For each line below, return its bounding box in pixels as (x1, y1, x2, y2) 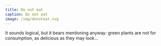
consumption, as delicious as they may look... (5, 35, 98, 41)
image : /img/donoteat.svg (5, 16, 59, 21)
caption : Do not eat (5, 12, 48, 17)
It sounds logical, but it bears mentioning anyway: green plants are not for (5, 30, 157, 36)
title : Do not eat (5, 7, 43, 12)
